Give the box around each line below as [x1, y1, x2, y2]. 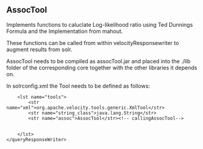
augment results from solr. [6, 46, 73, 53]
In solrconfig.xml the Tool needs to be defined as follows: [6, 82, 151, 89]
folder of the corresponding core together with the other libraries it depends [6, 64, 198, 71]
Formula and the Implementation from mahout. [6, 27, 123, 35]
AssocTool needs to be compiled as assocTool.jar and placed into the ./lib [6, 57, 191, 64]
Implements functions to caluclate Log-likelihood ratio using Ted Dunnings [6, 21, 193, 28]
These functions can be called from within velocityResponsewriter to [6, 39, 179, 46]
